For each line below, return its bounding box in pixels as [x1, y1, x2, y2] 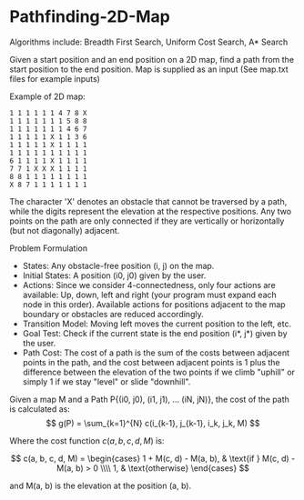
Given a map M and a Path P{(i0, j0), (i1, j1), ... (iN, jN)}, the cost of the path [9, 394, 289, 405]
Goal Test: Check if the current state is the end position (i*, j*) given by [22, 327, 289, 338]
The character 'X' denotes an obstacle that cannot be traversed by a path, [9, 195, 288, 206]
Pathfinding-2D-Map [9, 6, 170, 27]
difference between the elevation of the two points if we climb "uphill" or [22, 366, 296, 377]
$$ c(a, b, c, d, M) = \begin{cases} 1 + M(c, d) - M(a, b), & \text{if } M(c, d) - [10, 453, 296, 464]
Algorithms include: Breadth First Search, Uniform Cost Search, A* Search [9, 36, 289, 47]
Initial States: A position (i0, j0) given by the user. [22, 270, 207, 281]
